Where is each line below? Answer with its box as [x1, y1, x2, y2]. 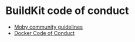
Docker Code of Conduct [14, 29, 75, 36]
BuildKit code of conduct [5, 4, 130, 17]
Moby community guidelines [14, 23, 83, 30]
